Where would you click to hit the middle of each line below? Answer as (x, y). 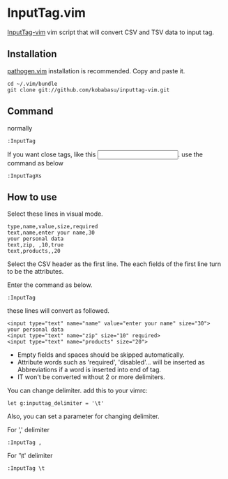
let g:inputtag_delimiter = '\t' (56, 404)
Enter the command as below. (50, 285)
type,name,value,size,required (53, 227)
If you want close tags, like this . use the (105, 154)
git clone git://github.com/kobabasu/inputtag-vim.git (89, 90)
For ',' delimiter (29, 430)
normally (20, 128)
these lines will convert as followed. (59, 311)
